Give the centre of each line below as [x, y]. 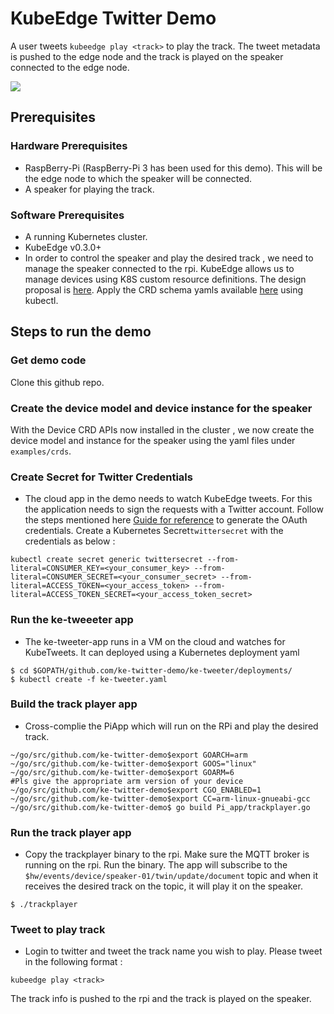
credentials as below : [70, 541]
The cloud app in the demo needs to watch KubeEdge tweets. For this [168, 499]
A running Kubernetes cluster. [86, 236]
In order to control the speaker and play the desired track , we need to [169, 258]
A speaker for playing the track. [89, 189]
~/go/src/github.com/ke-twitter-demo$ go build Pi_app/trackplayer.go [160, 807]
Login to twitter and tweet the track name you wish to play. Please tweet [173, 951]
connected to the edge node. [70, 67]
